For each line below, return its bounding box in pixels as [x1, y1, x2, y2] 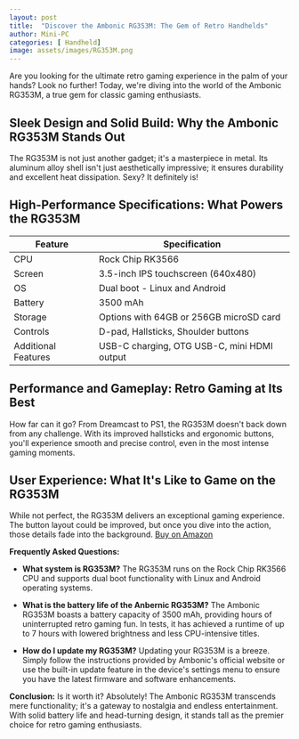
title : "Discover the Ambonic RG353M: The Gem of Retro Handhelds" [9, 21, 269, 30]
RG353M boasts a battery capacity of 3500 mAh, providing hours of [21, 609, 273, 620]
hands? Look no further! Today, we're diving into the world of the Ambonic [9, 80, 282, 91]
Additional [13, 339, 56, 352]
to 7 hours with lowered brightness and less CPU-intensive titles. [21, 629, 260, 639]
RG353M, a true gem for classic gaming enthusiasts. [9, 90, 202, 101]
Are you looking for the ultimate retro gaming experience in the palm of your [9, 70, 288, 81]
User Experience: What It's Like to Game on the [9, 473, 276, 488]
